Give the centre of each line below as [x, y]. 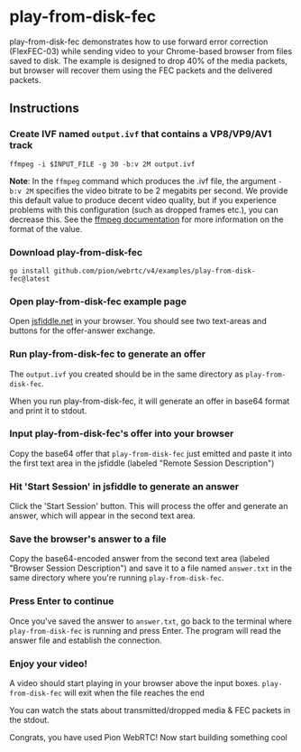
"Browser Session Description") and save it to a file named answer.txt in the [151, 568]
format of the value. [46, 228]
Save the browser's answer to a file [88, 539]
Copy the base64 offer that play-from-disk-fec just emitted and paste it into [151, 453]
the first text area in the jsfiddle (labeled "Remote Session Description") [142, 463]
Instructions [44, 109]
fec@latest [30, 279]
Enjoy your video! [49, 664]
